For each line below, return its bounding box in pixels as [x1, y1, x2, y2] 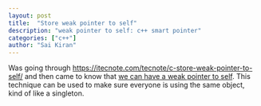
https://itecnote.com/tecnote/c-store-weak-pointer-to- [72, 63, 253, 73]
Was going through [8, 63, 71, 73]
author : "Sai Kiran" [8, 41, 77, 49]
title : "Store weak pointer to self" [8, 19, 137, 27]
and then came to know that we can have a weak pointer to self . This [24, 72, 251, 81]
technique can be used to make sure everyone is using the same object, [8, 80, 245, 90]
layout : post [8, 11, 52, 20]
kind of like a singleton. [8, 88, 85, 98]
